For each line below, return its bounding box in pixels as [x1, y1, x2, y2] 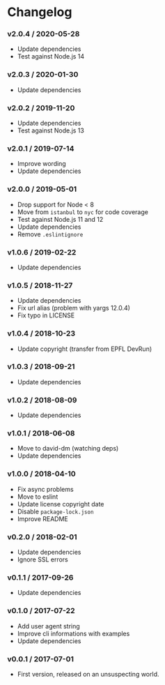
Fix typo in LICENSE [17, 311, 75, 319]
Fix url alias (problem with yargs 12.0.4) [17, 304, 131, 313]
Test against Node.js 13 [17, 126, 85, 135]
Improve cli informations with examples [17, 629, 130, 638]
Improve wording [17, 160, 66, 168]
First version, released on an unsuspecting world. [17, 670, 159, 678]
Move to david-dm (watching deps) [17, 444, 119, 453]
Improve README [17, 514, 68, 523]
